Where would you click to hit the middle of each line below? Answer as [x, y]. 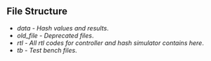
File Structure [37, 11]
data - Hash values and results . [63, 28]
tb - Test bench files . [47, 50]
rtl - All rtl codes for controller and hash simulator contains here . [110, 43]
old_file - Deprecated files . [55, 35]
